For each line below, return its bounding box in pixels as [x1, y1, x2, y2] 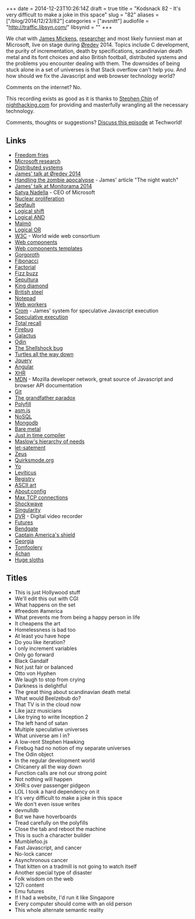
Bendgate [14, 525, 39, 532]
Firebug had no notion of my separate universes [14, 744, 131, 751]
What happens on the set [14, 601, 76, 608]
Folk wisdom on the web [14, 875, 74, 882]
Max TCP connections [14, 493, 69, 501]
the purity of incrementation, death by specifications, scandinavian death [6, 47, 183, 55]
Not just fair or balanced [14, 663, 73, 670]
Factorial [14, 263, 36, 270]
